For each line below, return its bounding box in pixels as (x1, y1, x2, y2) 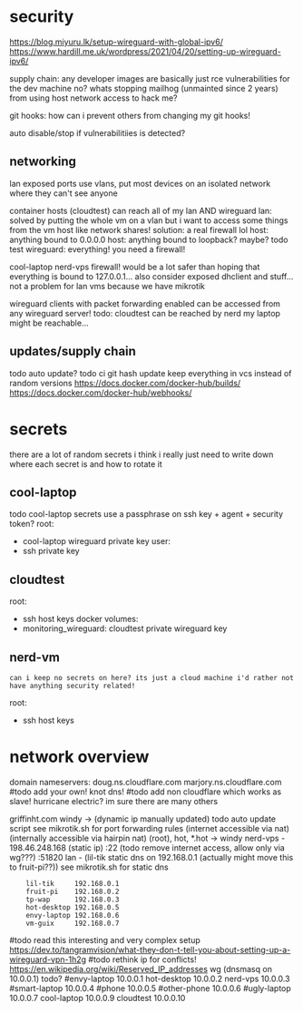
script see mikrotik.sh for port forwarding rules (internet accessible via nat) (9, 822, 290, 833)
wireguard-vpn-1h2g (9, 954, 87, 965)
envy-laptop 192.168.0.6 (25, 910, 120, 920)
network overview (9, 746, 150, 767)
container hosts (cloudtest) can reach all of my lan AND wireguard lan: (9, 205, 272, 216)
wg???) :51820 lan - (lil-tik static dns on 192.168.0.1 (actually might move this (9, 851, 294, 862)
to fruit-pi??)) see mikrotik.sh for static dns (9, 861, 170, 872)
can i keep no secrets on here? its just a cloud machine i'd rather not (9, 673, 295, 682)
